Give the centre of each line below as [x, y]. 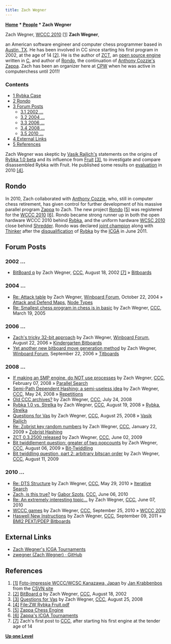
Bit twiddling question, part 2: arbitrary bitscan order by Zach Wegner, [86, 454]
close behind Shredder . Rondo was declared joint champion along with [79, 226]
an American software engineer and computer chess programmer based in [84, 44]
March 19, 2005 [29, 313]
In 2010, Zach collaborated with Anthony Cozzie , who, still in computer [79, 199]
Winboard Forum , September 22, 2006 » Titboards [66, 354]
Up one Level [19, 636]
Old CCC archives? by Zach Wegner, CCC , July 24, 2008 [72, 400]
